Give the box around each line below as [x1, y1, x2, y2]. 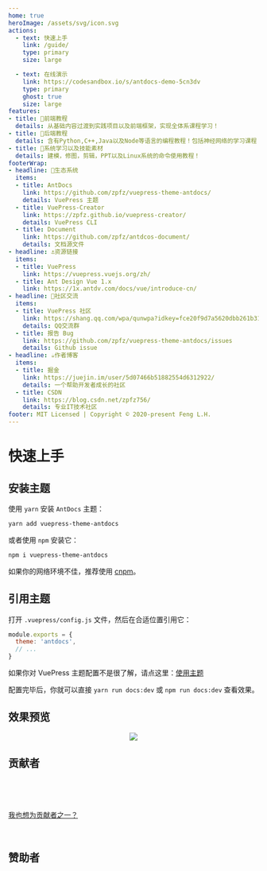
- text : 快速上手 [15, 33, 68, 42]
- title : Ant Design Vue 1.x [15, 278, 112, 286]
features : [8, 107, 41, 115]
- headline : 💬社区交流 [8, 292, 79, 301]
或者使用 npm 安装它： [8, 535, 79, 545]
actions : [8, 26, 37, 34]
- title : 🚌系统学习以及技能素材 [8, 144, 103, 152]
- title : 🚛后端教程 [8, 130, 68, 138]
